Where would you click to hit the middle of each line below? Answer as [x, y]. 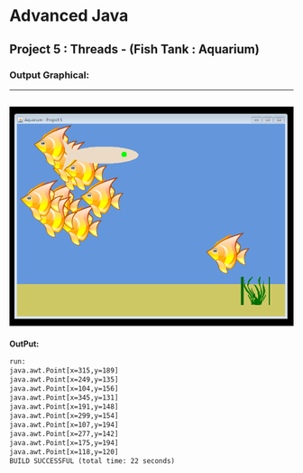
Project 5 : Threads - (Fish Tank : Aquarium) [134, 49]
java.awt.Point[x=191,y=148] [64, 407]
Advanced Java [69, 16]
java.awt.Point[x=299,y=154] [64, 416]
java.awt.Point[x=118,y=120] [64, 452]
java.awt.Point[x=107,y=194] [64, 425]
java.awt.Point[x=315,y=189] [64, 370]
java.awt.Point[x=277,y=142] [64, 434]
